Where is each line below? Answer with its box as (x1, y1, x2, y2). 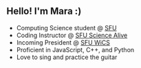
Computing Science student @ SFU (16, 23, 118, 32)
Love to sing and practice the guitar (16, 53, 118, 61)
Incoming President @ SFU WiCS (16, 38, 111, 47)
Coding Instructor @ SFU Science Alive (16, 31, 128, 39)
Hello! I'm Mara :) (6, 5, 82, 17)
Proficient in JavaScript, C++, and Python (16, 45, 135, 54)
